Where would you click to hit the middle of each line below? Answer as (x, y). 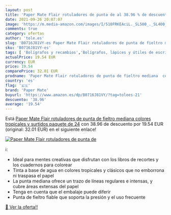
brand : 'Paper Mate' (27, 90)
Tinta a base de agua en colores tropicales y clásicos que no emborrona (88, 170)
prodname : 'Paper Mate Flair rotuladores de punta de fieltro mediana (82, 76)
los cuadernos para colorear (42, 165)
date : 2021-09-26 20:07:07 (34, 19)
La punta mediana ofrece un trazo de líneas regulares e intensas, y (82, 181)
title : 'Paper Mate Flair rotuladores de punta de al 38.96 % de (76, 15)
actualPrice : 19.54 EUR (31, 57)
